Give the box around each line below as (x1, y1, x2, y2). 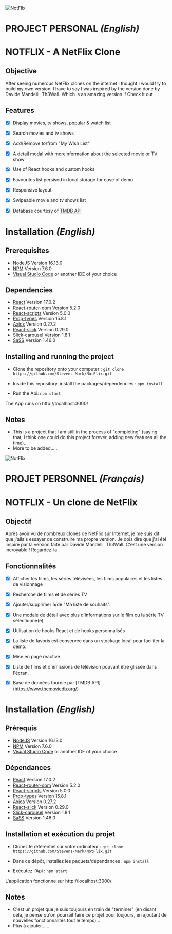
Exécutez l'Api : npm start (12, 868, 68, 874)
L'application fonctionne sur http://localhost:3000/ (5, 878, 112, 884)
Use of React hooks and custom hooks (12, 166, 95, 173)
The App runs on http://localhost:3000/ (5, 401, 89, 407)
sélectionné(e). (12, 618, 45, 624)
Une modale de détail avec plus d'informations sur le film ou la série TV (12, 612, 164, 618)
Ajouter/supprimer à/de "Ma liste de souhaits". (12, 601, 111, 608)
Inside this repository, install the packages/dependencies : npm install (12, 380, 163, 387)
